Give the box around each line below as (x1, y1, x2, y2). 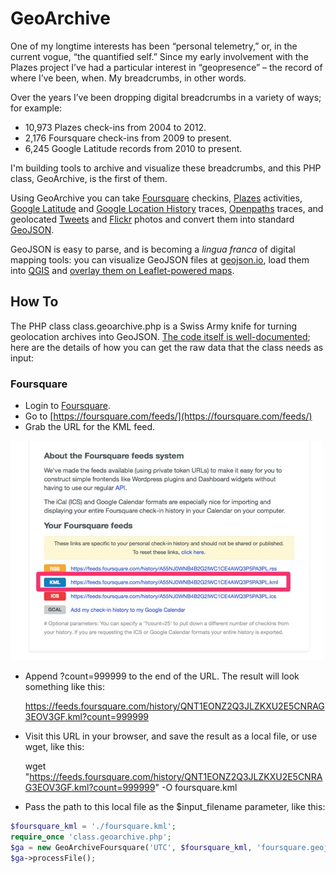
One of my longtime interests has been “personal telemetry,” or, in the (10, 40, 298, 52)
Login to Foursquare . (24, 400, 112, 412)
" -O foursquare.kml (154, 782, 238, 794)
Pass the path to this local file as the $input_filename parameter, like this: (24, 801, 326, 813)
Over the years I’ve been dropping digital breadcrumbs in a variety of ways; (10, 91, 322, 103)
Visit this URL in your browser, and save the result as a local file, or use (24, 730, 318, 742)
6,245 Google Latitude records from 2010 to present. (24, 142, 243, 154)
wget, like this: (24, 741, 85, 753)
